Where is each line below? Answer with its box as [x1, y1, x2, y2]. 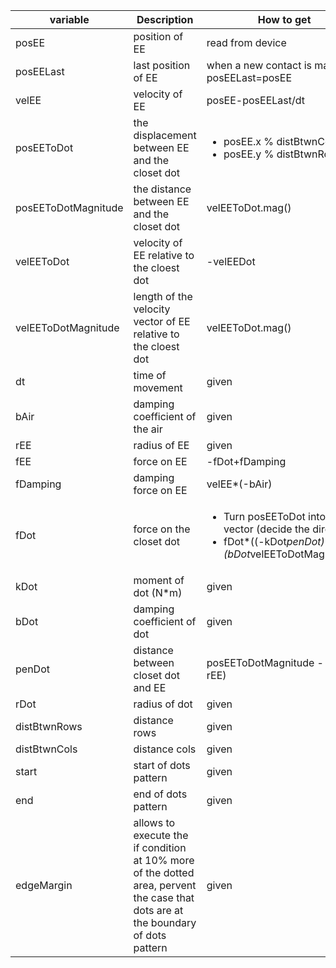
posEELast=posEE [206, 71, 293, 84]
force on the [133, 522, 191, 536]
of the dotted [133, 866, 195, 879]
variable [49, 13, 90, 26]
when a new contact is [206, 59, 313, 72]
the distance [133, 182, 192, 196]
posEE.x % [223, 135, 275, 148]
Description [136, 13, 194, 26]
